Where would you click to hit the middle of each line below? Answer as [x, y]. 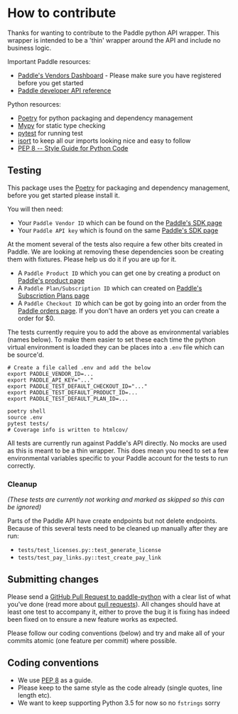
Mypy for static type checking [61, 125]
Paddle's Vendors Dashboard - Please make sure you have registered [119, 75]
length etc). [34, 695]
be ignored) [25, 507]
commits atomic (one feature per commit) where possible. [92, 640]
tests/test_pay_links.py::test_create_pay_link [89, 558]
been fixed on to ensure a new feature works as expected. [93, 619]
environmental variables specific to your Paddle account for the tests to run [118, 458]
